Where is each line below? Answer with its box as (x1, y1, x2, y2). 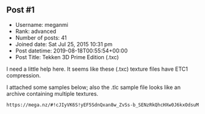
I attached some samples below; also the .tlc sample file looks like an (6, 84, 181, 91)
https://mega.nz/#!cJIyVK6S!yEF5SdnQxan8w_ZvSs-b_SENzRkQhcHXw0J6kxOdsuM (6, 102, 199, 108)
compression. (6, 71, 41, 79)
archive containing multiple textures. (6, 90, 99, 97)
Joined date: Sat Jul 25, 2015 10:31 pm (15, 40, 112, 48)
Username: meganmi (15, 21, 69, 28)
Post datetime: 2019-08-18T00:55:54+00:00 (15, 47, 128, 54)
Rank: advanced (15, 27, 56, 35)
